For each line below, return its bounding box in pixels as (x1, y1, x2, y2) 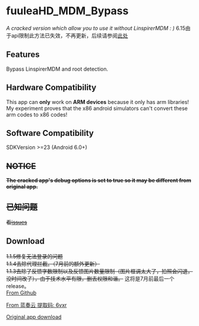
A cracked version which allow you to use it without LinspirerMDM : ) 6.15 (6, 24, 186, 31)
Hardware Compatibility (6, 83, 97, 93)
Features (6, 49, 40, 60)
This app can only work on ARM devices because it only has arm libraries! (6, 98, 189, 105)
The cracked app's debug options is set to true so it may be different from (6, 177, 191, 184)
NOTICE (6, 161, 36, 171)
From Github (6, 289, 37, 296)
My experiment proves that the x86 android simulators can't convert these (6, 105, 188, 112)
